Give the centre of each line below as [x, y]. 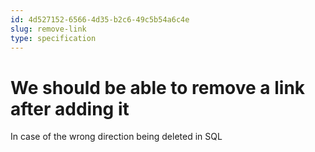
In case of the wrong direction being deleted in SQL [116, 137]
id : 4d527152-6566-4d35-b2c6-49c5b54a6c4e [100, 19]
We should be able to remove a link [158, 87]
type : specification [53, 38]
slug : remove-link [48, 29]
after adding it [70, 108]
